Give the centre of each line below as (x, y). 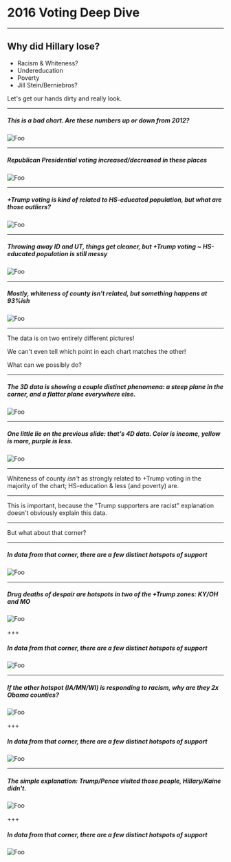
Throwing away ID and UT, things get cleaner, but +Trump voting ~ (104, 246)
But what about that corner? (47, 532)
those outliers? (29, 207)
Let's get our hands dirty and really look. (65, 98)
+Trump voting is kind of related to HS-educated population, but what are (114, 200)
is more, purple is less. (40, 441)
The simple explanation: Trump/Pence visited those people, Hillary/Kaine (114, 781)
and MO (19, 602)
